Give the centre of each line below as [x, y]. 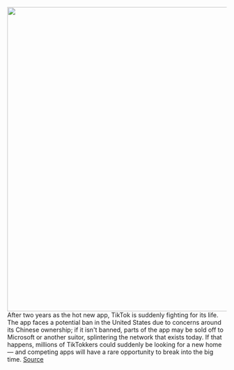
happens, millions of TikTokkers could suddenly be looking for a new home [115, 345]
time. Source [25, 359]
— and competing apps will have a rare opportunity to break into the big [110, 352]
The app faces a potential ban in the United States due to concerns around [114, 322]
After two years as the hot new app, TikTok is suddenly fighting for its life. [113, 315]
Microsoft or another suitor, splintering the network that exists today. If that [115, 337]
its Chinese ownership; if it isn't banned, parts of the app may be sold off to [116, 330]
